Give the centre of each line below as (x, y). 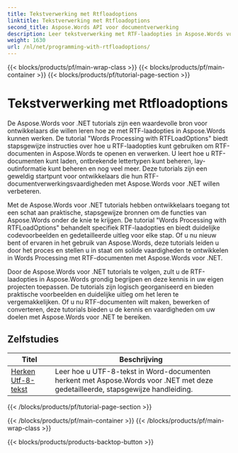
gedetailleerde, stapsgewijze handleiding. (124, 389)
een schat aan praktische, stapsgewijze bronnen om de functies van (107, 212)
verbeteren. (24, 191)
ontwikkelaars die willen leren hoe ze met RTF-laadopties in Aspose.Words (117, 130)
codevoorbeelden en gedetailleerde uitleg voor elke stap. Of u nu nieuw (112, 235)
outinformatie (27, 169)
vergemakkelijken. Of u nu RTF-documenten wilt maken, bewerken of (109, 302)
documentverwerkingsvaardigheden (60, 183)
